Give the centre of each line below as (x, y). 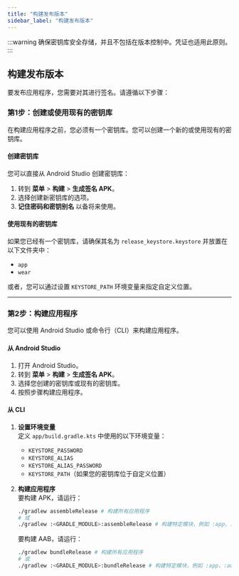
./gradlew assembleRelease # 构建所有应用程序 (84, 511)
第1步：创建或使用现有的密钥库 (60, 113)
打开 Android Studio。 (50, 365)
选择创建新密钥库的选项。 (55, 197)
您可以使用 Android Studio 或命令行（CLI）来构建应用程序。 (95, 330)
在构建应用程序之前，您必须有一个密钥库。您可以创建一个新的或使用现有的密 (119, 130)
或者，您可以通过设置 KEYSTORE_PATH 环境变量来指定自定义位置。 (101, 287)
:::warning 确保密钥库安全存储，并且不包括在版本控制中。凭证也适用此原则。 (119, 42)
